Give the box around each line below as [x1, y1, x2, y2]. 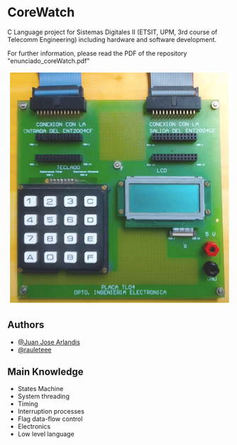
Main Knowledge [7, 366, 84, 378]
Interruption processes [17, 407, 85, 416]
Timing [17, 400, 38, 408]
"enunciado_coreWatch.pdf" [7, 56, 90, 65]
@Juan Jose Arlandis [17, 338, 80, 346]
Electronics [17, 422, 51, 431]
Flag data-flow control [17, 414, 83, 423]
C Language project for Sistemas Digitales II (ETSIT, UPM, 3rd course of [7, 28, 218, 36]
